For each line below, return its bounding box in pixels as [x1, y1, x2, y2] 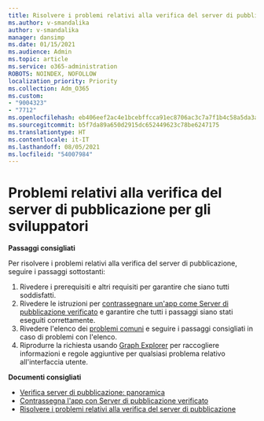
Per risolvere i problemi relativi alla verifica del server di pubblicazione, [8, 258, 238, 268]
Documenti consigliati [8, 372, 82, 382]
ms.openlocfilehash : [8, 114, 76, 122]
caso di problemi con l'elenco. [19, 332, 118, 342]
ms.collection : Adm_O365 [8, 84, 90, 93]
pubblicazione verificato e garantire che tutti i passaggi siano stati [19, 307, 233, 317]
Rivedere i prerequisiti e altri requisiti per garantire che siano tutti [19, 282, 229, 291]
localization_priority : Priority [8, 77, 118, 85]
